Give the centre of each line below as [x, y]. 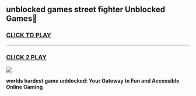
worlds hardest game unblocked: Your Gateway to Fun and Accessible [93, 80]
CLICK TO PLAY [29, 35]
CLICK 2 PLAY [26, 57]
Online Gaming [24, 87]
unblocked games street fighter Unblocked [85, 10]
